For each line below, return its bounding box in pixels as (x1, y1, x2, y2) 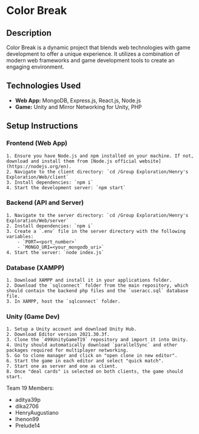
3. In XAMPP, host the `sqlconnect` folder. (6, 298, 121, 305)
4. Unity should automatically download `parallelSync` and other (6, 342, 178, 349)
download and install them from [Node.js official (6, 158, 137, 164)
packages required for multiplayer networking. (6, 347, 129, 353)
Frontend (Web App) (6, 139, 68, 147)
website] (139, 158, 162, 164)
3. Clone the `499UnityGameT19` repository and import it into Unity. (6, 337, 189, 343)
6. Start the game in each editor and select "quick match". (6, 358, 164, 364)
